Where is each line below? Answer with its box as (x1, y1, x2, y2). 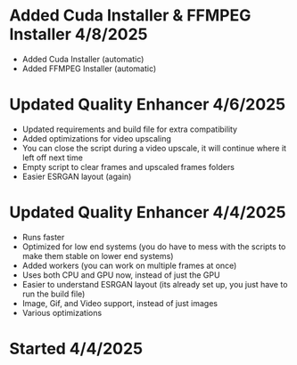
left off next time (21, 152, 83, 163)
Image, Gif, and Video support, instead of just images (21, 297, 219, 308)
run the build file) (21, 288, 86, 299)
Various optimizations (21, 307, 103, 318)
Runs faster (21, 231, 65, 242)
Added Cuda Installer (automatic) (21, 53, 144, 64)
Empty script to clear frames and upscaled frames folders (21, 161, 235, 172)
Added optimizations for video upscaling (21, 133, 171, 143)
